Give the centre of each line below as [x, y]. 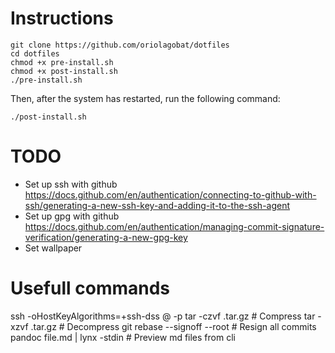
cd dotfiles [35, 53]
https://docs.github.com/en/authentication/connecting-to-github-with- [170, 194]
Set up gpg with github [72, 216]
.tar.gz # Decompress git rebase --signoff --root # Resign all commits [173, 326]
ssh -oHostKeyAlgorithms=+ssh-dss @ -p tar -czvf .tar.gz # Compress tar [163, 316]
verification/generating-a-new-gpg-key [106, 237]
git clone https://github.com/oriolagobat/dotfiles [120, 45]
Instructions [62, 18]
